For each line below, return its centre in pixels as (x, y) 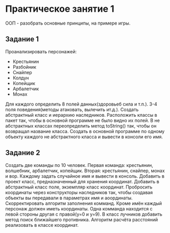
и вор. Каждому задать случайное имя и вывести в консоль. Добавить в (85, 176)
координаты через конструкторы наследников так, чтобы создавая (79, 192)
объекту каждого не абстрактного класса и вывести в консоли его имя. (84, 137)
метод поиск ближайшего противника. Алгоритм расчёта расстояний (82, 219)
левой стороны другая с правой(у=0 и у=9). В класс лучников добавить (84, 214)
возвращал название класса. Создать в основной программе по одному (85, 131)
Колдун (21, 78)
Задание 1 (22, 39)
